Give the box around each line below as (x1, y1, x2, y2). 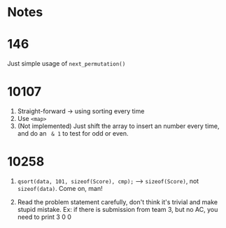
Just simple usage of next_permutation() (7, 59, 126, 68)
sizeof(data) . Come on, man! (17, 185, 103, 192)
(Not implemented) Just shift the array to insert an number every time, (17, 122, 220, 130)
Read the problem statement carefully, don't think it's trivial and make (17, 198, 218, 206)
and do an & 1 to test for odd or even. (17, 129, 129, 138)
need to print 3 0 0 (17, 213, 72, 221)
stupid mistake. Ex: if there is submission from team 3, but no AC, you (17, 206, 218, 213)
